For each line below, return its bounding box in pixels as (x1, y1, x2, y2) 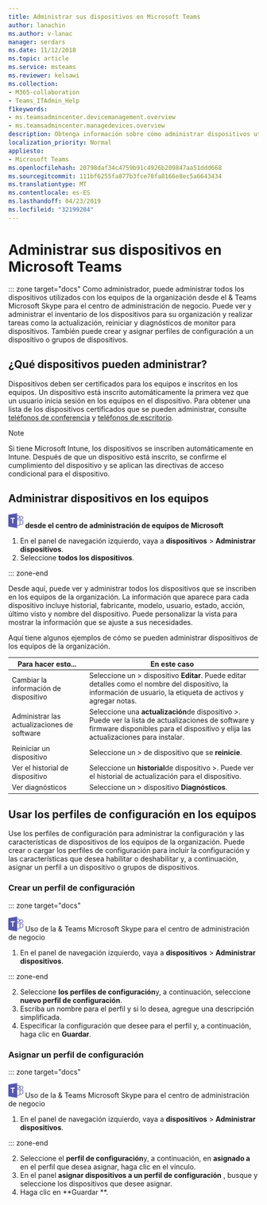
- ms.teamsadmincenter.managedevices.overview (8, 122, 165, 130)
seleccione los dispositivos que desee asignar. (19, 1179, 172, 1188)
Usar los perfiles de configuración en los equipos (8, 808, 257, 821)
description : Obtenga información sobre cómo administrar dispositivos (8, 130, 250, 138)
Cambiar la (11, 675, 48, 684)
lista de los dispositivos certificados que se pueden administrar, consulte (8, 404, 247, 413)
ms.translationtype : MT (8, 180, 87, 188)
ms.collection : (8, 79, 59, 87)
